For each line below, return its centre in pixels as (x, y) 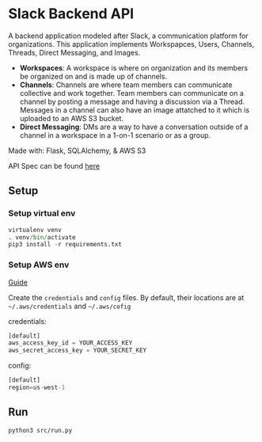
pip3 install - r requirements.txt (65, 245)
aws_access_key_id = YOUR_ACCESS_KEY (70, 343)
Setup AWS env (39, 265)
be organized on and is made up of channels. (93, 76)
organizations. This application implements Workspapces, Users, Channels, (131, 44)
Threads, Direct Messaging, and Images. (74, 52)
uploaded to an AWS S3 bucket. (72, 118)
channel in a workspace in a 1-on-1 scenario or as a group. (115, 135)
